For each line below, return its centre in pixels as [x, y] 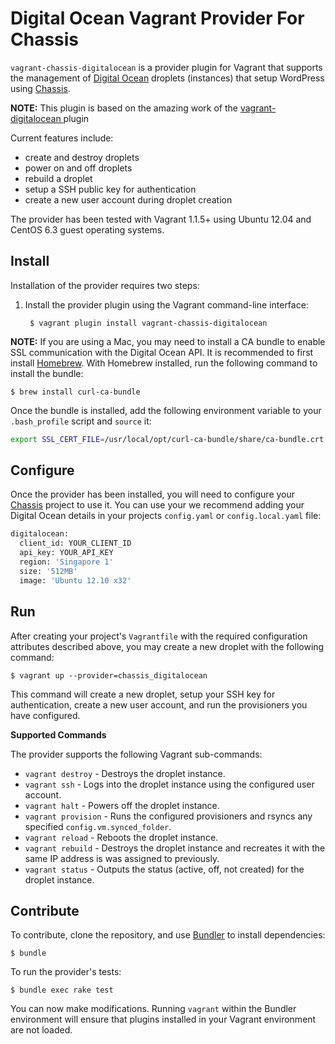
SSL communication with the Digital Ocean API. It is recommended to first [162, 352]
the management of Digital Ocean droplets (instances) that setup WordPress [167, 78]
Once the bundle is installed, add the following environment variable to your [166, 410]
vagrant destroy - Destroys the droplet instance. [125, 773]
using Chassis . [40, 88]
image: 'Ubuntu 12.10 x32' [75, 580]
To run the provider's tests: [66, 972]
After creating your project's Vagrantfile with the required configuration [159, 636]
